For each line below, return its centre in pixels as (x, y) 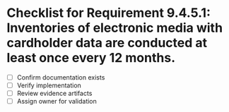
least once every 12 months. (91, 58)
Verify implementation (49, 85)
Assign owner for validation (57, 101)
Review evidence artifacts (54, 94)
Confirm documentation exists (61, 77)
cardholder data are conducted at (107, 43)
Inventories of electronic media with (115, 28)
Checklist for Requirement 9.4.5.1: (109, 13)
